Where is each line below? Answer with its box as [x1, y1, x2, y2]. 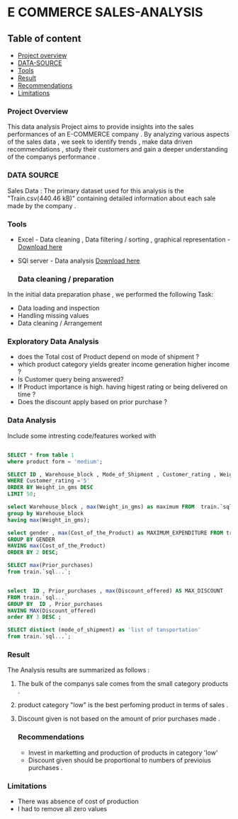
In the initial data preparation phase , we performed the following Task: [7, 290, 214, 299]
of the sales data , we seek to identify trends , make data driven [7, 137, 193, 146]
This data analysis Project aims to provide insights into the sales [7, 122, 194, 131]
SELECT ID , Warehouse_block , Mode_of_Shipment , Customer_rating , [7, 471, 217, 478]
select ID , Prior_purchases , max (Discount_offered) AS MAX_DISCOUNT [7, 587, 223, 595]
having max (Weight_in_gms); [7, 516, 91, 524]
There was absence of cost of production [17, 797, 140, 806]
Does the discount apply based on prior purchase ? [17, 398, 168, 406]
